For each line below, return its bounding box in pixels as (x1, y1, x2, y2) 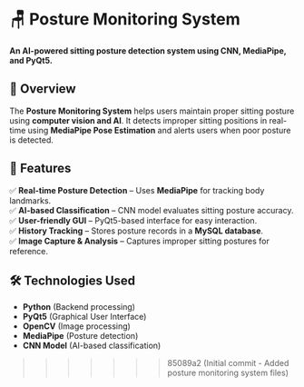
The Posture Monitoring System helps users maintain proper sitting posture (9, 105, 295, 116)
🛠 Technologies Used (9, 273, 136, 288)
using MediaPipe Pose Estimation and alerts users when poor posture (27, 124, 291, 135)
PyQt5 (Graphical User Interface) (22, 312, 147, 322)
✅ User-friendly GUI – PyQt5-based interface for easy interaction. (9, 214, 258, 225)
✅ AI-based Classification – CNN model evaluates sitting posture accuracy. (9, 204, 294, 215)
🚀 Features (9, 161, 72, 176)
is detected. (9, 134, 54, 145)
